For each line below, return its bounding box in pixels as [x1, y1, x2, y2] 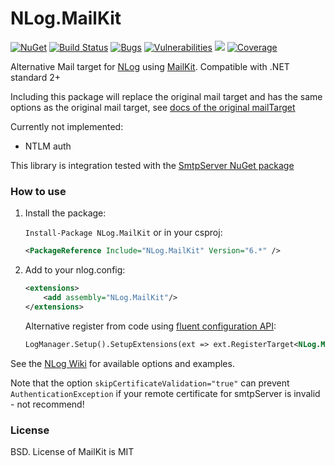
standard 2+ [10, 71, 61, 83]
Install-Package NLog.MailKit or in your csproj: [24, 227, 223, 239]
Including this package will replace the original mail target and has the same [10, 90, 323, 102]
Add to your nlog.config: [24, 264, 126, 276]
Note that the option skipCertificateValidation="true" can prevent [10, 377, 290, 389]
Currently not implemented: [10, 120, 124, 132]
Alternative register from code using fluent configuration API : [24, 320, 277, 332]
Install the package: [24, 207, 107, 219]
